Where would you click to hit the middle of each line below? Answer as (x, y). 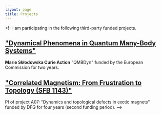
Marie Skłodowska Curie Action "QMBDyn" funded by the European (74, 62)
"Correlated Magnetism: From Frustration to (73, 83)
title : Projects (21, 14)
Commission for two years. (32, 67)
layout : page (18, 9)
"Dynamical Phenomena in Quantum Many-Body (80, 43)
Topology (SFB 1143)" (39, 90)
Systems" (20, 51)
